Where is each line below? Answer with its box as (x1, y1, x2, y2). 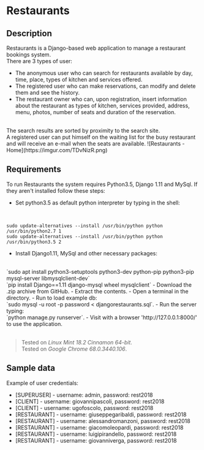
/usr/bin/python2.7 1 (6, 228, 62, 234)
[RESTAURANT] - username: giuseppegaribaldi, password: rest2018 (15, 411, 187, 418)
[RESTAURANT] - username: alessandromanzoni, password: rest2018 (15, 417, 191, 424)
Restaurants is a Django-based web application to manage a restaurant (6, 44, 186, 52)
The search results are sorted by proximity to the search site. (6, 127, 161, 134)
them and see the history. (15, 89, 80, 96)
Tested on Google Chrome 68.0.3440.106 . (21, 345, 127, 352)
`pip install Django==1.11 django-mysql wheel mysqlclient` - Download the (6, 281, 192, 289)
